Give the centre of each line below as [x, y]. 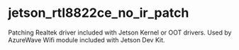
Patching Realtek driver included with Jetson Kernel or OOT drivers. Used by [120, 32]
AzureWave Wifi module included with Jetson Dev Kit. [87, 39]
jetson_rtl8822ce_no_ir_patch [99, 13]
